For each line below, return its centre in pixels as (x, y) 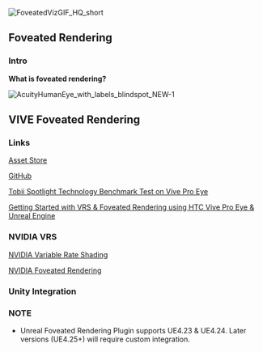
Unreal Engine (32, 216)
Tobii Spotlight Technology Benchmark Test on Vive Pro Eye (108, 192)
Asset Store (28, 160)
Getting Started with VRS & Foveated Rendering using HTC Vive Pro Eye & (131, 207)
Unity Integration (42, 291)
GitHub (20, 176)
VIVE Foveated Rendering (74, 120)
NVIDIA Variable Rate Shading (58, 254)
